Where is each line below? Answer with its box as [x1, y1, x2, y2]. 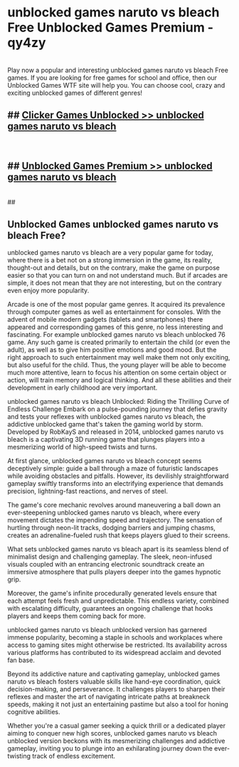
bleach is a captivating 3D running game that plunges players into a [7, 435, 205, 444]
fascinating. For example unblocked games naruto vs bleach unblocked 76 [7, 330, 225, 339]
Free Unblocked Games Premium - [7, 19, 214, 36]
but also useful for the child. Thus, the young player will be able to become [7, 361, 226, 370]
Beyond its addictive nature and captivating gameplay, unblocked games [7, 670, 221, 679]
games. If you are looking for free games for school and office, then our [7, 73, 218, 82]
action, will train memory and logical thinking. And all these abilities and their [7, 376, 232, 385]
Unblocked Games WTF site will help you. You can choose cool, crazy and [7, 81, 225, 89]
